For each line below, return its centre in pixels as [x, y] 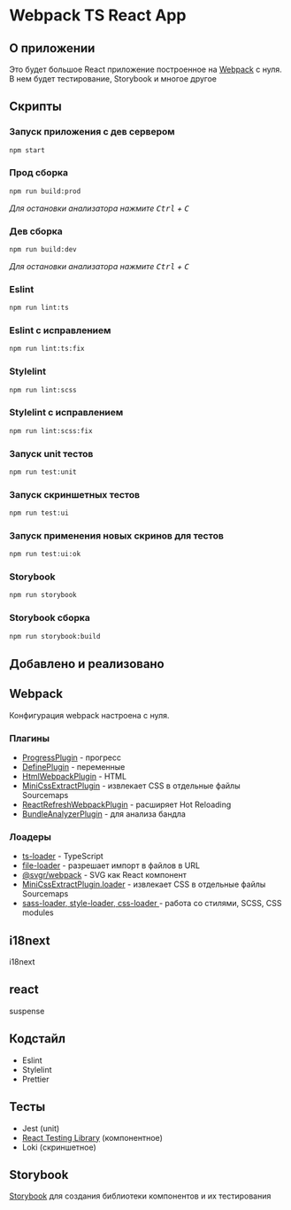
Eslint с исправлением [60, 330]
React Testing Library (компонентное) [92, 1137]
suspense [27, 1011]
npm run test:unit [43, 472]
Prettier [35, 1079]
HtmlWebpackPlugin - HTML [74, 776]
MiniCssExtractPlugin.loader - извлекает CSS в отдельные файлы [144, 884]
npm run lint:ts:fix [47, 349]
